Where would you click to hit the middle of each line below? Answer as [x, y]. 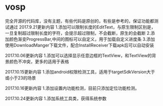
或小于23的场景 [21, 78]
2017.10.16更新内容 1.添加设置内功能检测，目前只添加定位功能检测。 [72, 88]
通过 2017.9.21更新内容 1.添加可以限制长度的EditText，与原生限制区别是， [82, 27]
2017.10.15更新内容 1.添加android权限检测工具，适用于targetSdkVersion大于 [80, 72]
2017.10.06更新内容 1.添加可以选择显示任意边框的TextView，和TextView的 [79, 55]
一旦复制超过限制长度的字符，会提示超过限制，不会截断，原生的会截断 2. [78, 33]
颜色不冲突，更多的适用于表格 [39, 61]
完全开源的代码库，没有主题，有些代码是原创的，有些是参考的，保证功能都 [80, 21]
